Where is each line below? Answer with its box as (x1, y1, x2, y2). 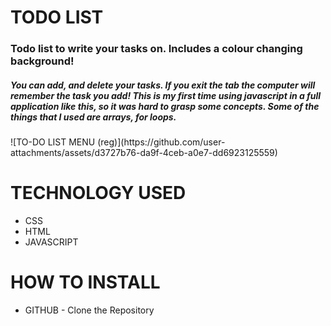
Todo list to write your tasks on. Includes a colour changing (10, 42, 303, 56)
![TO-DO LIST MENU (10, 136, 96, 148)
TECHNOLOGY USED (10, 182, 187, 205)
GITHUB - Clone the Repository (24, 304, 155, 316)
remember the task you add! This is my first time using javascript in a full (10, 89, 322, 101)
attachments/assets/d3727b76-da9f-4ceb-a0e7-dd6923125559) (10, 147, 278, 159)
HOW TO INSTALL (10, 271, 161, 294)
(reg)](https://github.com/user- (97, 136, 226, 148)
